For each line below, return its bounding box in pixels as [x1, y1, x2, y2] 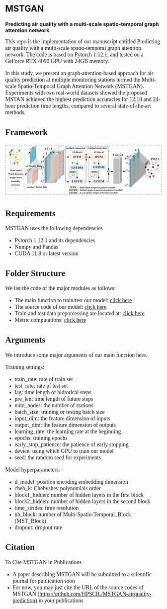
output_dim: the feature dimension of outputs [14, 421, 116, 428]
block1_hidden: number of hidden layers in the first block [14, 491, 144, 498]
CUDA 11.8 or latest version [14, 250, 79, 257]
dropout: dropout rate [14, 524, 63, 531]
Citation [5, 542, 35, 552]
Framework [5, 127, 48, 137]
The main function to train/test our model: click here [14, 297, 132, 304]
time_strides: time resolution [14, 504, 79, 511]
